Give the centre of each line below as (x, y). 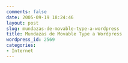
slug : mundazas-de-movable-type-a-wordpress (63, 28)
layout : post (23, 23)
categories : (21, 46)
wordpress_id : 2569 (31, 40)
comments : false (26, 12)
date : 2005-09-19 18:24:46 (40, 17)
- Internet (20, 51)
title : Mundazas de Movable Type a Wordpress (64, 34)
